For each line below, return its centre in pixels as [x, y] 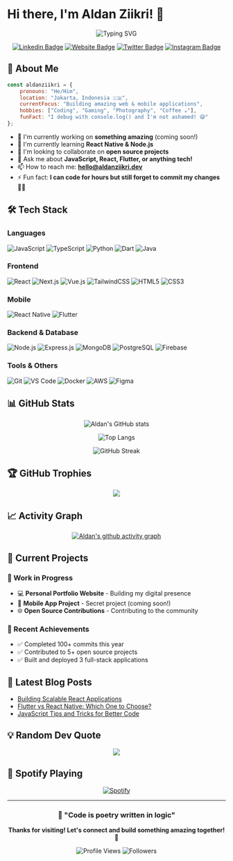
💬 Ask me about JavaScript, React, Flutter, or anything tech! [105, 158]
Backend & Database [43, 333]
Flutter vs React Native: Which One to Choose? [84, 706]
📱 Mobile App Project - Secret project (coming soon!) [94, 603]
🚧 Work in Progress [40, 577]
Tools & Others [33, 366]
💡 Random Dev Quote [54, 736]
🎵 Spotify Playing [45, 774]
